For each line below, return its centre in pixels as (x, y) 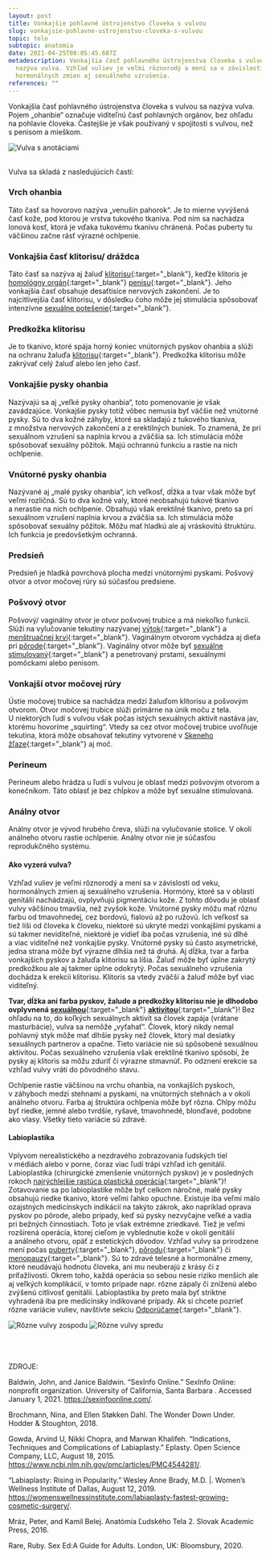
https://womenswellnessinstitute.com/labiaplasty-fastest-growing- (119, 1497)
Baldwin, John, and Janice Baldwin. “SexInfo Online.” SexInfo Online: (122, 1382)
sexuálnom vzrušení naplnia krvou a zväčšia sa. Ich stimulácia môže (121, 517)
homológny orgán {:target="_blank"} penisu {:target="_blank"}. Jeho (120, 283)
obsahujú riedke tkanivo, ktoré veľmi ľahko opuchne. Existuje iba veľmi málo (134, 1198)
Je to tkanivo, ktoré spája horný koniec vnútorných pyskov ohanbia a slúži (131, 346)
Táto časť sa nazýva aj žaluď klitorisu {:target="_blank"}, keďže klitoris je (128, 274)
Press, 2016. (29, 1530)
